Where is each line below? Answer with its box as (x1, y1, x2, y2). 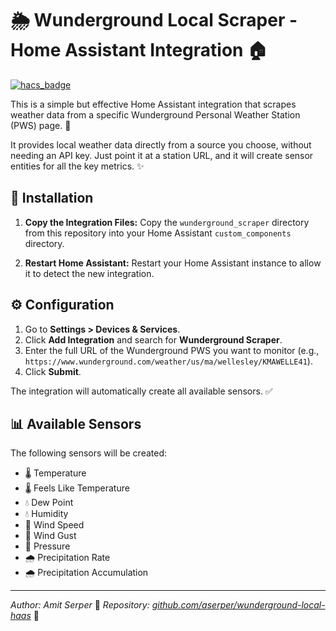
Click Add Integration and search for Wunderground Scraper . (24, 333, 283, 346)
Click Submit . (24, 365, 82, 377)
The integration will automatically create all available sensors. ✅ (10, 385, 273, 397)
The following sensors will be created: (10, 447, 167, 459)
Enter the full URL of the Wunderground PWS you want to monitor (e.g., (24, 344, 320, 356)
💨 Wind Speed (24, 519, 85, 531)
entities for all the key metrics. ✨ (10, 160, 145, 172)
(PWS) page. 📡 (10, 119, 72, 131)
